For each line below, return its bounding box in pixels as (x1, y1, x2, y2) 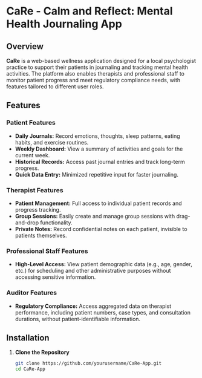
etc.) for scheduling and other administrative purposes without (15, 267, 171, 275)
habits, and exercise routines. (15, 138, 89, 146)
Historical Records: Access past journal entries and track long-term (15, 158, 186, 165)
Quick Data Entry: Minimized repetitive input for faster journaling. (15, 171, 178, 178)
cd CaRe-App (15, 366, 45, 373)
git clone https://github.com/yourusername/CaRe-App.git (15, 360, 162, 367)
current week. (15, 151, 50, 158)
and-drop (15, 219, 39, 226)
